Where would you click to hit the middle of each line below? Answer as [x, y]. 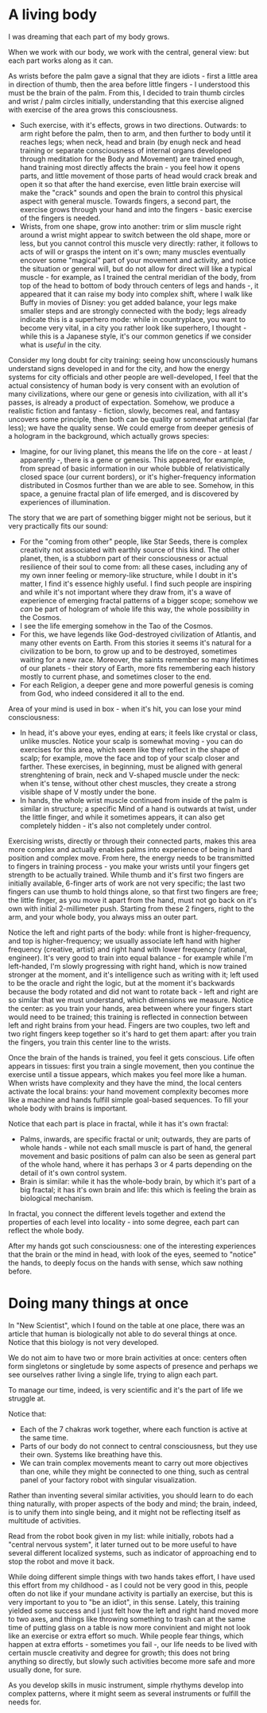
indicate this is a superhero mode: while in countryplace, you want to [133, 319]
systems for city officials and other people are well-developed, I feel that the [133, 377]
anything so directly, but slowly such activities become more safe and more [132, 1661]
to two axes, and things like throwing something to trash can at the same [127, 1618]
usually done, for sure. [45, 1669]
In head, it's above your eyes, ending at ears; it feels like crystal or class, [139, 732]
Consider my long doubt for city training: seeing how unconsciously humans [133, 360]
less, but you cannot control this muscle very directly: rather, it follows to [139, 243]
